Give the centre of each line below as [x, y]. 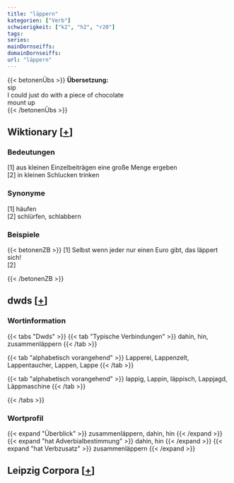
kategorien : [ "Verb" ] [39, 20]
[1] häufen [22, 208]
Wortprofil [25, 418]
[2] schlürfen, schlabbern [44, 216]
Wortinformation [36, 321]
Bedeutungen [31, 153]
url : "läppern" [30, 60]
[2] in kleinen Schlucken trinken [53, 175]
